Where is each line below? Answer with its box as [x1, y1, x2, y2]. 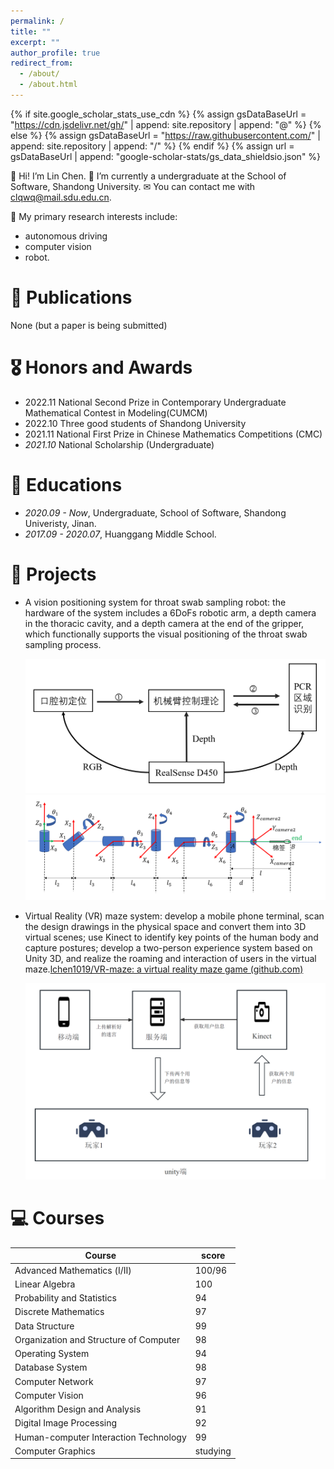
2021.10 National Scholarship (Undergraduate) [24, 438, 215, 450]
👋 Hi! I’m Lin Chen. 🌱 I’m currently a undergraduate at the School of [10, 170, 287, 182]
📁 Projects [10, 563, 97, 585]
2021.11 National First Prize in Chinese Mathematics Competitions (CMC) [24, 428, 323, 440]
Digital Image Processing [14, 1417, 118, 1429]
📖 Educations [10, 473, 123, 496]
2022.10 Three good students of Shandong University [24, 417, 247, 429]
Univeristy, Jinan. [24, 517, 97, 529]
